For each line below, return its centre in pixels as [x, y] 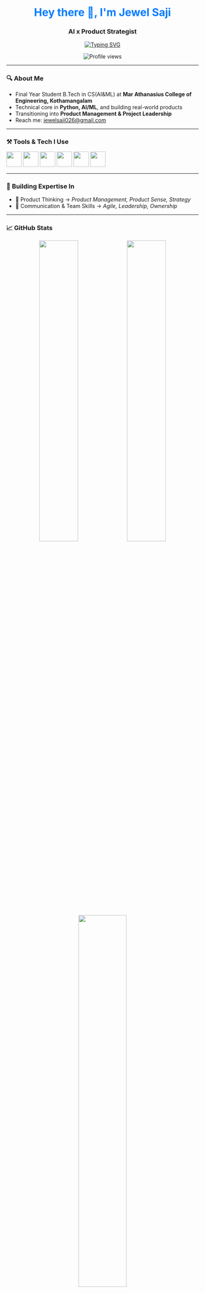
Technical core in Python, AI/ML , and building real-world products [99, 107]
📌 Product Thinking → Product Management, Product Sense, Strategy [103, 200]
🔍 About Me [25, 79]
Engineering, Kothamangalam [54, 101]
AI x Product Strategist [103, 32]
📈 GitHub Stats [30, 228]
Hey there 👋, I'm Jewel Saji [103, 13]
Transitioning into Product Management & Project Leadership [93, 113]
